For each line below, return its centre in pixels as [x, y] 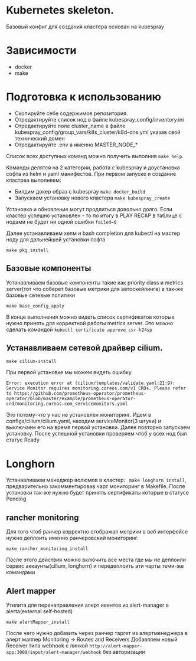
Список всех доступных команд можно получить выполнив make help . [95, 156]
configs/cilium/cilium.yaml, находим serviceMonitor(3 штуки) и [84, 421]
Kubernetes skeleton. [60, 10]
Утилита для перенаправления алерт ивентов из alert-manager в [88, 605]
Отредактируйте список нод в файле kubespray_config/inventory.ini [99, 119]
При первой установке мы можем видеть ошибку [69, 372]
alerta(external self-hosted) [40, 611]
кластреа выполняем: [34, 180]
